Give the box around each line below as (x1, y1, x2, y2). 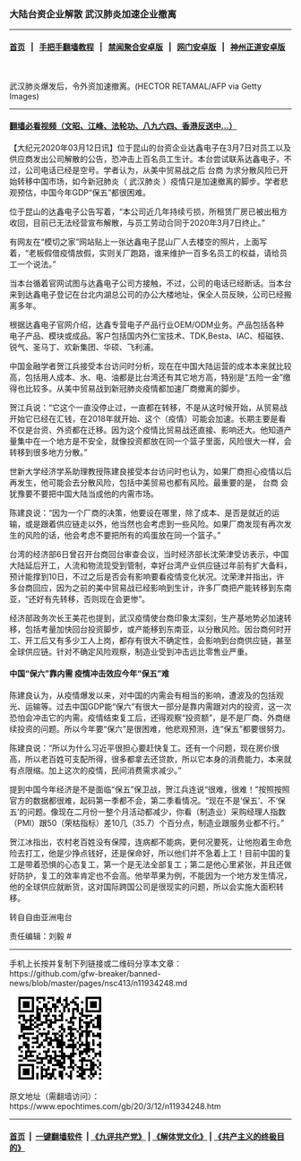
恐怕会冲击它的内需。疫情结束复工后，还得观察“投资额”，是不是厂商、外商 (9, 712, 284, 723)
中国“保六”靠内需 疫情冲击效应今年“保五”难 (9, 668, 170, 679)
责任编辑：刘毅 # (9, 930, 72, 942)
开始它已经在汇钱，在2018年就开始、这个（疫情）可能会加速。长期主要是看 (9, 413, 287, 424)
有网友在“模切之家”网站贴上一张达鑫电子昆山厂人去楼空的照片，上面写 (9, 236, 268, 247)
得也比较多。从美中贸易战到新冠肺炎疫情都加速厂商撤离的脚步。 (9, 383, 245, 393)
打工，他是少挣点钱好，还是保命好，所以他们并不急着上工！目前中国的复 (24, 847, 292, 858)
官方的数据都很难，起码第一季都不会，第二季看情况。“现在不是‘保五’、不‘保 (9, 795, 287, 805)
